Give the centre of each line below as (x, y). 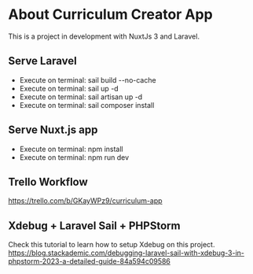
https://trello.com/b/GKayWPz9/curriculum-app (85, 201)
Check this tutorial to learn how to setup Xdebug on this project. (112, 245)
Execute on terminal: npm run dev (74, 157)
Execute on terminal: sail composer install (87, 105)
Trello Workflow (48, 181)
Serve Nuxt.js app (53, 130)
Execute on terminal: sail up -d (69, 88)
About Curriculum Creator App (111, 15)
